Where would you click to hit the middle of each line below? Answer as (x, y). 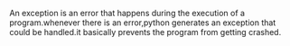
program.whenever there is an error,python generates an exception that (143, 23)
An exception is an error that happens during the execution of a (127, 13)
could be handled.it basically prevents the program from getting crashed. (145, 32)
